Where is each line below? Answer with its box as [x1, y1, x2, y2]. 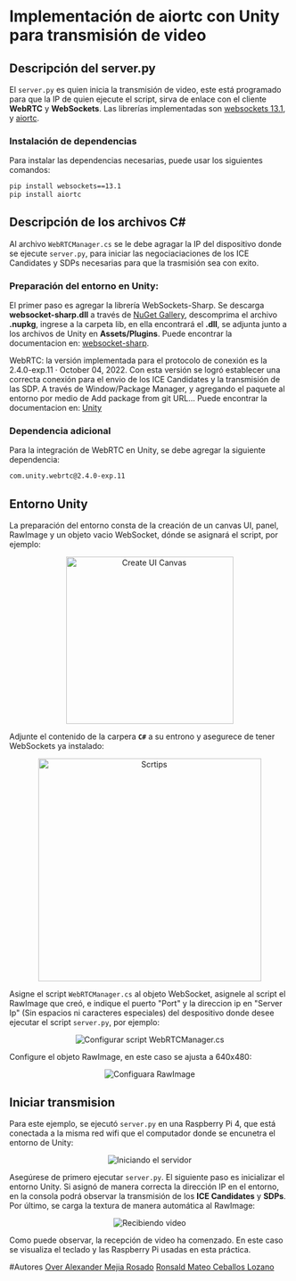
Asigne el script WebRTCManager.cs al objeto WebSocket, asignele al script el [9, 989, 286, 999]
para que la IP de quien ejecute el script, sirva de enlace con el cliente [9, 94, 267, 104]
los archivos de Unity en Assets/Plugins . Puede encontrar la [9, 328, 233, 340]
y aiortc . [9, 113, 40, 123]
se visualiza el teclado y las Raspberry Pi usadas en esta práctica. [9, 1244, 251, 1254]
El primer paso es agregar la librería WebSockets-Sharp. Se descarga [9, 300, 265, 311]
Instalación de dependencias [9, 135, 137, 147]
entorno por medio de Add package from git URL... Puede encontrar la [9, 393, 267, 404]
